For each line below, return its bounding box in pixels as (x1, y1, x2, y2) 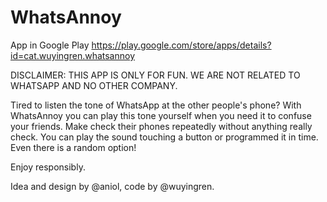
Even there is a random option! (10, 141, 137, 153)
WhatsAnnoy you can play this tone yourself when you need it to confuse (10, 109, 312, 121)
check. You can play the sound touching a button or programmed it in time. (10, 131, 319, 143)
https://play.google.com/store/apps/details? (91, 39, 272, 51)
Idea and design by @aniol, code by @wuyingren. (10, 180, 215, 192)
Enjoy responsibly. (10, 161, 86, 173)
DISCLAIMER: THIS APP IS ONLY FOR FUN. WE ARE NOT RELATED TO (10, 69, 301, 81)
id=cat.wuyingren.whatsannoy (10, 49, 136, 61)
